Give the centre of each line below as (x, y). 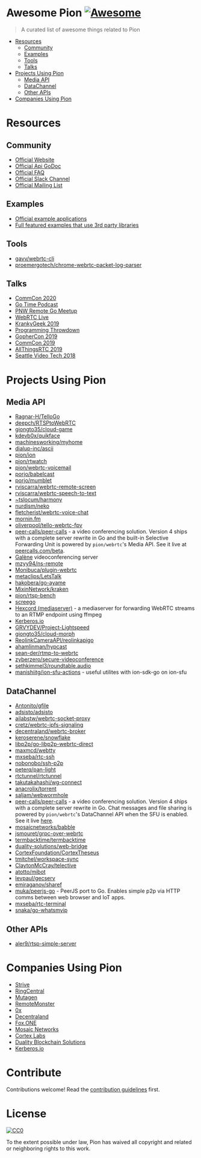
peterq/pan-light (35, 769)
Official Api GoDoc (38, 166)
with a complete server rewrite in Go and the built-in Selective (91, 538)
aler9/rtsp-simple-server (46, 944)
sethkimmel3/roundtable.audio (53, 666)
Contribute (34, 1073)
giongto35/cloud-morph (45, 634)
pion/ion (25, 455)
